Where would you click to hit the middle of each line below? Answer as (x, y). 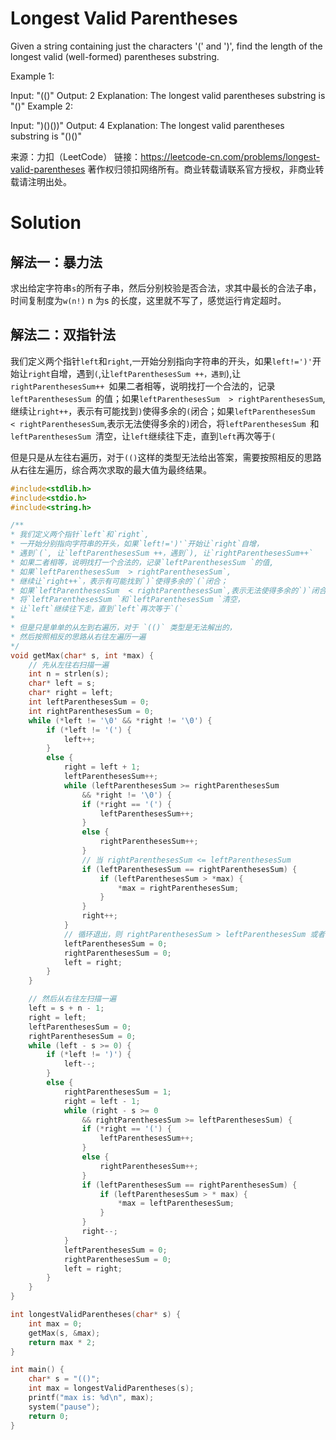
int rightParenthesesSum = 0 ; (91, 711)
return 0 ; (49, 1416)
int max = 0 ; (55, 1323)
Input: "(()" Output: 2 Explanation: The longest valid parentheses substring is (168, 95)
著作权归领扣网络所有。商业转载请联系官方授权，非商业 (201, 169)
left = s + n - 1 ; (66, 1008)
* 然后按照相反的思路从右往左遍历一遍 (78, 637)
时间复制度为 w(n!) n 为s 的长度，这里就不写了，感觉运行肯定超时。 (148, 300)
